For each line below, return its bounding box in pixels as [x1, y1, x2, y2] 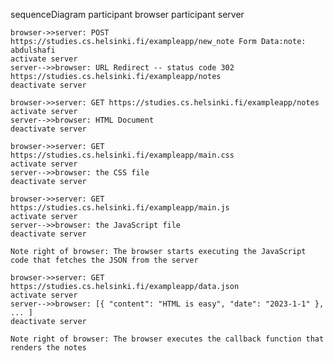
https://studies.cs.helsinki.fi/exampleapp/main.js [10, 203, 230, 213]
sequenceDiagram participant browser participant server [10, 9, 245, 20]
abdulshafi [10, 45, 56, 55]
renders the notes [10, 343, 87, 353]
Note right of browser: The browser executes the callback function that [10, 334, 325, 344]
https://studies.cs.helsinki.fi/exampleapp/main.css [10, 150, 235, 160]
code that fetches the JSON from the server [10, 255, 199, 265]
